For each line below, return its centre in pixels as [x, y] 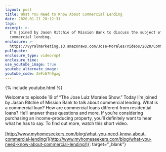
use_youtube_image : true [31, 64]
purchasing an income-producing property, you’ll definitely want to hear [79, 118]
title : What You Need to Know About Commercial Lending [64, 14]
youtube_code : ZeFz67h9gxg [33, 74]
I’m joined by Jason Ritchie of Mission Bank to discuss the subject [83, 32]
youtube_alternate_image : [32, 69]
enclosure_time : [22, 60]
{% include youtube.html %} [34, 88]
